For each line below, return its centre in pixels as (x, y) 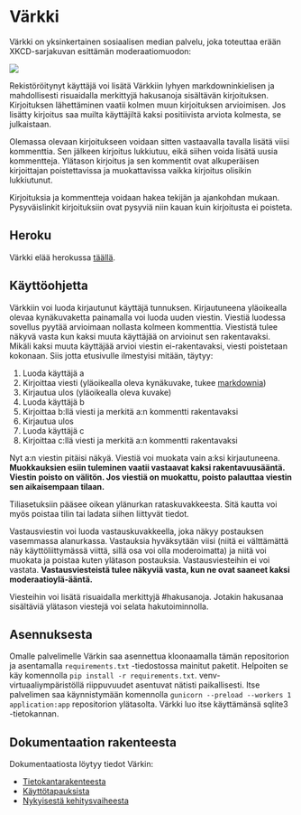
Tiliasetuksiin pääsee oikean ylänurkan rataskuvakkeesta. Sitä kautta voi (143, 504)
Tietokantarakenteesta (64, 782)
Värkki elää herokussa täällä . (62, 257)
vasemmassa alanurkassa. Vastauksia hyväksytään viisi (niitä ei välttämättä (149, 540)
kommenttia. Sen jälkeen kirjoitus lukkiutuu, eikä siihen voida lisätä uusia (144, 151)
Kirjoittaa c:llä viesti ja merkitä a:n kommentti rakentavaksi (130, 440)
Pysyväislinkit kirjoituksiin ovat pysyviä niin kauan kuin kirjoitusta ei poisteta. (151, 207)
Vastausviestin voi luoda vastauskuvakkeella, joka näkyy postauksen (137, 531)
